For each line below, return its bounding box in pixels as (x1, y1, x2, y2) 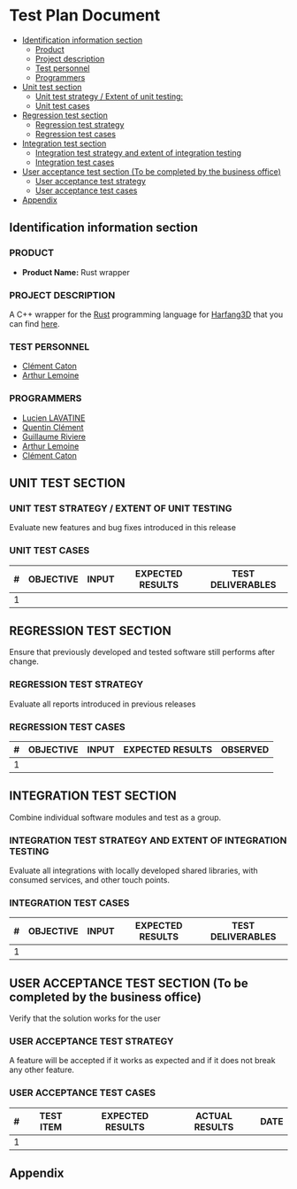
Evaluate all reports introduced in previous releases (9, 699, 196, 709)
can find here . (9, 318, 60, 328)
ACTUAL (195, 1109, 232, 1122)
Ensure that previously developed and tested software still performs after (9, 647, 276, 658)
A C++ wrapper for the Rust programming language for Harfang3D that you (9, 309, 284, 320)
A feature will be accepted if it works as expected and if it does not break (9, 1055, 276, 1066)
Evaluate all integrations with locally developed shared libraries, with (9, 865, 258, 876)
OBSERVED (220, 743, 270, 755)
